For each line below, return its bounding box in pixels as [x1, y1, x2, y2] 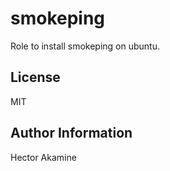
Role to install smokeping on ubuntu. [10, 40, 160, 52]
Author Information [10, 125, 133, 142]
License [10, 69, 61, 86]
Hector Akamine [10, 151, 77, 163]
